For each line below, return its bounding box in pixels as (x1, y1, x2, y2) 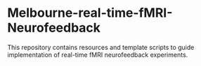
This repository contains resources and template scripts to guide (7, 43, 195, 51)
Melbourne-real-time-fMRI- (7, 5, 173, 21)
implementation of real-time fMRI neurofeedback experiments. (7, 51, 188, 59)
